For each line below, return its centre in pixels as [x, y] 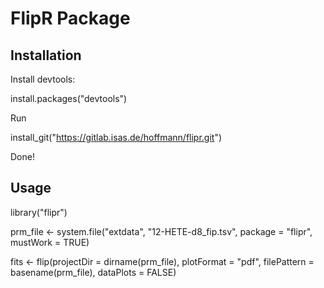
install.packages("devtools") [69, 98]
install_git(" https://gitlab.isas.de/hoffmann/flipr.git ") [116, 137]
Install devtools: [43, 79]
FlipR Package [70, 18]
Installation [46, 55]
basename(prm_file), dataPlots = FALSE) [93, 272]
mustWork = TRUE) [50, 242]
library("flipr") [39, 212]
